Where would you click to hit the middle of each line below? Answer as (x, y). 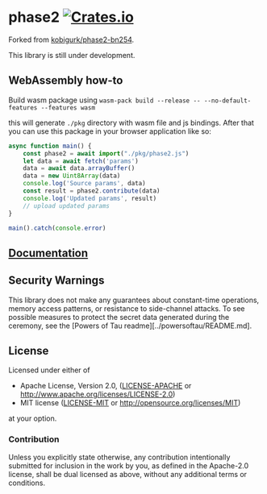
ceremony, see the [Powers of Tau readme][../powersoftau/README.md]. (130, 326)
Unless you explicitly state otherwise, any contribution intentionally (119, 457)
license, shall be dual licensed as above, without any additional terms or (128, 474)
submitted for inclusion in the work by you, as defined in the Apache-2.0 (128, 465)
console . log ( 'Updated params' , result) (90, 198)
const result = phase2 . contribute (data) (92, 191)
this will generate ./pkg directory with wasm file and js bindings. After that (131, 122)
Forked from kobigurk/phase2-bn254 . (71, 39)
